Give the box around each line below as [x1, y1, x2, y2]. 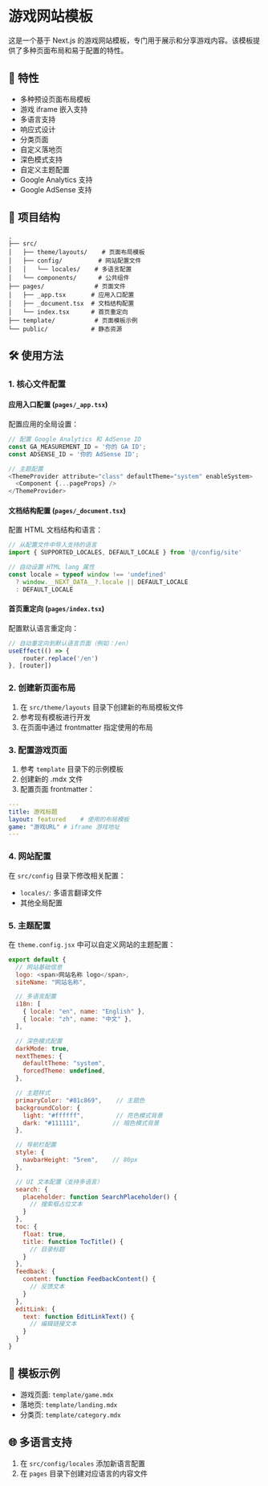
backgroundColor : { [15, 1104, 81, 1112]
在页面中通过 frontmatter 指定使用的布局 [19, 722, 153, 732]
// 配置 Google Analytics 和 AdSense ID [8, 435, 142, 443]
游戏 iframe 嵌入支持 [19, 104, 88, 113]
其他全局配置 [19, 898, 63, 908]
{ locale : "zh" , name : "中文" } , [22, 1015, 132, 1023]
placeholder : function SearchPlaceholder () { [22, 1192, 178, 1201]
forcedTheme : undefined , [22, 1067, 106, 1075]
